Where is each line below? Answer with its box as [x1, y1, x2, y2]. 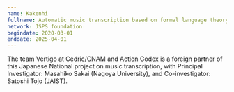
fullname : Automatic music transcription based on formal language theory [7, 17, 229, 24]
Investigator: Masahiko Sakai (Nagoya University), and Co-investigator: [7, 70, 211, 78]
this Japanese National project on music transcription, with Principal [7, 62, 203, 71]
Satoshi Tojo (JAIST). [7, 77, 68, 85]
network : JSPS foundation [7, 23, 82, 30]
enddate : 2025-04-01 [7, 36, 68, 43]
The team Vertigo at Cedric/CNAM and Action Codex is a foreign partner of [7, 55, 223, 63]
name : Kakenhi [7, 10, 49, 17]
